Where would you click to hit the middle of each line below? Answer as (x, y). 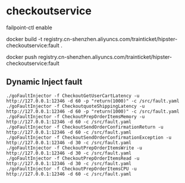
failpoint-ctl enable (29, 27)
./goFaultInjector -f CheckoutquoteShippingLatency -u (76, 106)
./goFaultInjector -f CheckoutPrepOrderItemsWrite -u (74, 148)
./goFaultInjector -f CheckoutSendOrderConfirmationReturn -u (85, 127)
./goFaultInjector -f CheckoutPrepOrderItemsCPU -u (71, 169)
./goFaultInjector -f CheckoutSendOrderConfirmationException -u (89, 137)
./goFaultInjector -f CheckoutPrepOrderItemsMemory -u (76, 117)
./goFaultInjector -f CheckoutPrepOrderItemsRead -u (73, 158)
